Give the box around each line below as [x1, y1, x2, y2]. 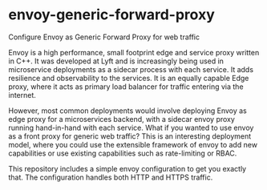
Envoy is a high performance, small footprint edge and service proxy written [8, 47, 260, 57]
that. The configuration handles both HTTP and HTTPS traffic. [8, 172, 213, 182]
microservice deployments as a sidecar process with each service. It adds [8, 64, 254, 74]
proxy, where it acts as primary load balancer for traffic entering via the [8, 82, 244, 91]
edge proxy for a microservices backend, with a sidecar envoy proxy [8, 114, 235, 123]
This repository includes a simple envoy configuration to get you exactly [8, 164, 247, 173]
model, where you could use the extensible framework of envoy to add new [8, 139, 258, 149]
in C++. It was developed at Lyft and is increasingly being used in [8, 56, 225, 66]
